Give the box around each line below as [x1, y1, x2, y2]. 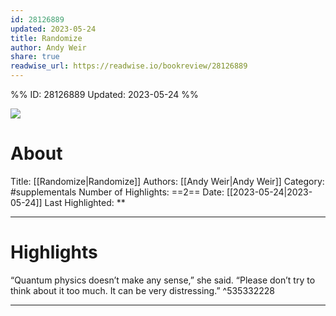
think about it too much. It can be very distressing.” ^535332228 [10, 284, 275, 296]
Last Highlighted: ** [44, 196, 126, 208]
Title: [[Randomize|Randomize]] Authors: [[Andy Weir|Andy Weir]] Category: [10, 175, 325, 187]
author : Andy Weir [10, 42, 87, 53]
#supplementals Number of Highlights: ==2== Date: [10, 186, 225, 198]
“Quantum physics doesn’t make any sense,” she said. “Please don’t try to [10, 274, 316, 286]
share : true [10, 52, 60, 62]
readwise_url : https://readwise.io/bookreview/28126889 [10, 61, 248, 71]
